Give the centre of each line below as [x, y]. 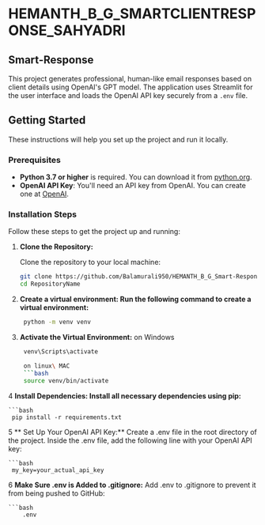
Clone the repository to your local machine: [90, 262]
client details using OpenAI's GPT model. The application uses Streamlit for [131, 87]
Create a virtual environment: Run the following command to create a [135, 299]
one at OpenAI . [44, 194]
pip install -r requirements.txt [67, 417]
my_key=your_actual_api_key [58, 470]
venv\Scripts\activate [61, 352]
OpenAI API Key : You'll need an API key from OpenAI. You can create [133, 186]
